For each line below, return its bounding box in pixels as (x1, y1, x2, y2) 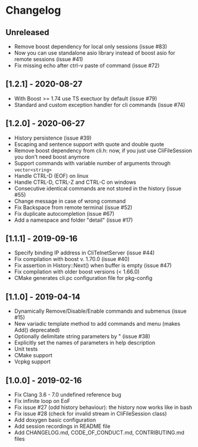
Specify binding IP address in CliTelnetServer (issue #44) (14, 249, 155, 256)
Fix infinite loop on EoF (14, 398, 71, 405)
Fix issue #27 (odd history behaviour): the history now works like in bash (14, 404, 193, 411)
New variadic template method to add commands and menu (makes (14, 320, 181, 328)
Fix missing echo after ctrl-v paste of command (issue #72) (14, 62, 160, 69)
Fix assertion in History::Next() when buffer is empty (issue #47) (14, 262, 172, 269)
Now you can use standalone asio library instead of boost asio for (14, 49, 175, 56)
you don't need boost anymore (14, 153, 90, 160)
